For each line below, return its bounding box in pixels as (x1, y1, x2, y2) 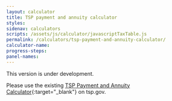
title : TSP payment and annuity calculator (6, 14, 118, 20)
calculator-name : (6, 43, 50, 49)
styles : (6, 20, 26, 26)
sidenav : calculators (6, 25, 61, 32)
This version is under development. (6, 70, 94, 77)
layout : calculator (6, 8, 56, 15)
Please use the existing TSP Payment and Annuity (6, 82, 130, 89)
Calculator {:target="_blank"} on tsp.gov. (6, 88, 106, 95)
